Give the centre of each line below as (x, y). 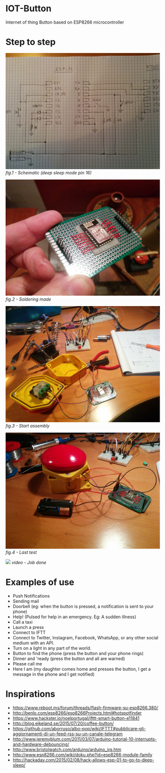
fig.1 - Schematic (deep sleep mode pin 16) (49, 172)
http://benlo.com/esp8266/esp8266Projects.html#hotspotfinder (77, 713)
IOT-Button (29, 9)
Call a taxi (23, 622)
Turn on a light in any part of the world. (52, 648)
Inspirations (30, 694)
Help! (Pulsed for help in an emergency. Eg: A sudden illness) (74, 617)
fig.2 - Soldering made (28, 299)
